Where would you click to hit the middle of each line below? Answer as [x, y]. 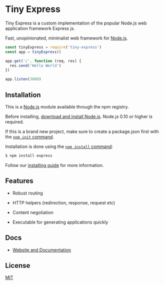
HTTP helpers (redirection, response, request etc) [64, 202]
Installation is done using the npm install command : [59, 146]
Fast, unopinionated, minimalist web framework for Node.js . [67, 38]
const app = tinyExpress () [33, 52]
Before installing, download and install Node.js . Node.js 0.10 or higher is [79, 116]
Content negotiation [33, 212]
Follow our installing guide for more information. [54, 165]
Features [19, 181]
